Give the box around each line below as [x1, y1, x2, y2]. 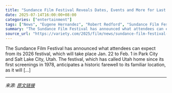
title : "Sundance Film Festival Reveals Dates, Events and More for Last [5, 7, 166, 13]
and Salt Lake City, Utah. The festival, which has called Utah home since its [5, 56, 164, 62]
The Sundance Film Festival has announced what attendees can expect [5, 45, 156, 51]
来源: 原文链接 [5, 82, 35, 88]
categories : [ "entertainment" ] [5, 17, 72, 22]
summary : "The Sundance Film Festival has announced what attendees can [5, 27, 164, 32]
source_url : [5, 31, 31, 36]
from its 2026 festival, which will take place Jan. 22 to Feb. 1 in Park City [5, 51, 158, 57]
